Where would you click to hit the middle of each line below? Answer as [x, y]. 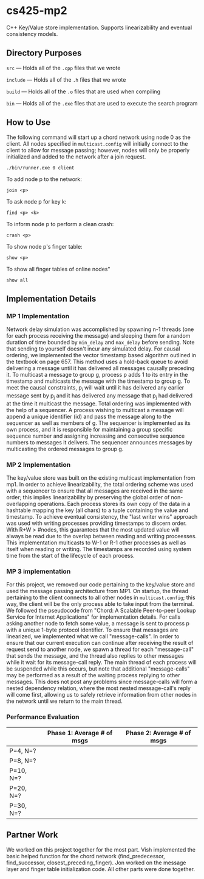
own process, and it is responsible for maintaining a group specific [90, 429]
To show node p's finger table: [45, 246]
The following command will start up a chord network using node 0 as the [99, 137]
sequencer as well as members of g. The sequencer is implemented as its [99, 423]
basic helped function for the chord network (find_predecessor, [86, 856]
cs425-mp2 [37, 11]
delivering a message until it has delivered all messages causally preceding [100, 368]
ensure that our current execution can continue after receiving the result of [100, 643]
